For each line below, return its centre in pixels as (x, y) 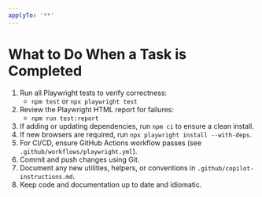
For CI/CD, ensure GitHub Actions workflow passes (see (111, 143)
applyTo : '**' (31, 15)
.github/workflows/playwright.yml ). (78, 151)
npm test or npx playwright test (84, 101)
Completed (45, 71)
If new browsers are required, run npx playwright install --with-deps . (136, 134)
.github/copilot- (225, 168)
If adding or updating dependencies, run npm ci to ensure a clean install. (137, 126)
